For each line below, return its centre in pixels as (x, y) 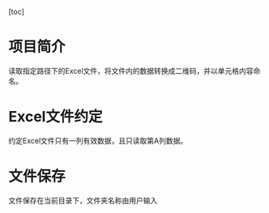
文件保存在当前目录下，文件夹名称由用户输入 (83, 200)
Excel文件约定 (56, 117)
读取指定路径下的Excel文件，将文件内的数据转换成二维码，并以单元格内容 (131, 70)
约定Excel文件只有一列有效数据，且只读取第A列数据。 (98, 140)
